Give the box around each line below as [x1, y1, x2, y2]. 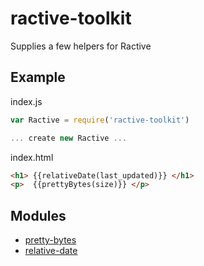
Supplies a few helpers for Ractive [10, 40, 152, 52]
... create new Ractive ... [10, 133, 128, 143]
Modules [10, 207, 67, 224]
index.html [10, 151, 54, 163]
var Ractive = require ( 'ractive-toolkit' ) [10, 115, 190, 125]
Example [10, 69, 66, 86]
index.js [10, 95, 43, 107]
